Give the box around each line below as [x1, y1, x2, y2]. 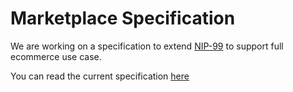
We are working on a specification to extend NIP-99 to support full [10, 40, 284, 52]
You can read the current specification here [10, 70, 190, 82]
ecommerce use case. [10, 50, 102, 62]
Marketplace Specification [10, 7, 236, 30]
